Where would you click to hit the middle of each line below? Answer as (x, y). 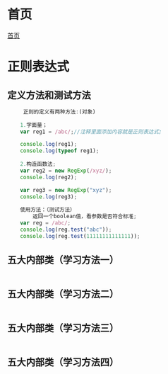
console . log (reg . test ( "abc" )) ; (66, 229)
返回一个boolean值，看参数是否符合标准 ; (85, 217)
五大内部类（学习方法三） (63, 328)
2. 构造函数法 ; (38, 164)
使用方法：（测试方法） (48, 210)
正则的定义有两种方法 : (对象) (59, 112)
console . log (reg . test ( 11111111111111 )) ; (80, 236)
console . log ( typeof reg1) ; (60, 151)
